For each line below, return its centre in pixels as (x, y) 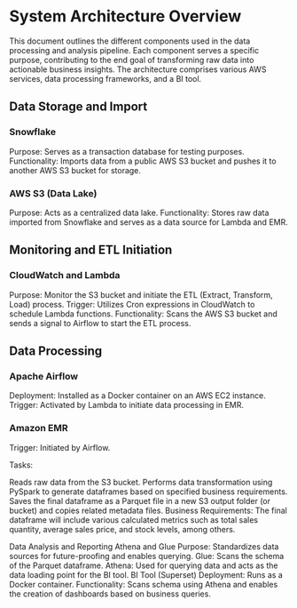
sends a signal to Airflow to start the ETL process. (100, 323)
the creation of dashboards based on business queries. (110, 594)
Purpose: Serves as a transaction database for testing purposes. (127, 151)
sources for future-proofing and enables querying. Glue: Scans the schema (147, 556)
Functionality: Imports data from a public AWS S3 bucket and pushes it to (143, 161)
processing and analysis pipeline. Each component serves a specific (134, 50)
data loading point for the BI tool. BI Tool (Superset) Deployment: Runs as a (146, 574)
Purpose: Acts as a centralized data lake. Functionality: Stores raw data (139, 212)
